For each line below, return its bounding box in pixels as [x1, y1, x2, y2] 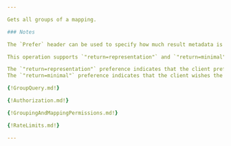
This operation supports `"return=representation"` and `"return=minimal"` [7, 53, 229, 61]
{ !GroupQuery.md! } [7, 85, 60, 92]
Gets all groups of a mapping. [7, 16, 97, 23]
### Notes [7, 28, 36, 35]
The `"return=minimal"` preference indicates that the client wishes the [7, 72, 223, 79]
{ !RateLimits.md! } [7, 122, 60, 129]
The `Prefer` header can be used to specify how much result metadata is [7, 41, 223, 48]
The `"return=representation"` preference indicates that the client [7, 66, 211, 73]
